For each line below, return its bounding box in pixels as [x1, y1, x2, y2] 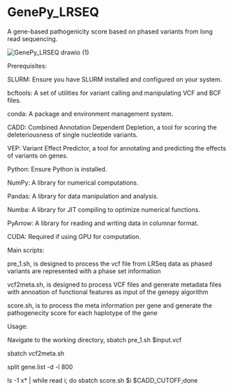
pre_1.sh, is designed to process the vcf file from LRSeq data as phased [7, 259, 213, 268]
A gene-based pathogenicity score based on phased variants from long [7, 27, 213, 36]
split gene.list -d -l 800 [7, 362, 73, 371]
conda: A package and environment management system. [7, 109, 174, 118]
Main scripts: [7, 245, 45, 254]
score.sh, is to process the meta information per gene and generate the [7, 301, 213, 309]
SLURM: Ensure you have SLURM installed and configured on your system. [7, 75, 223, 84]
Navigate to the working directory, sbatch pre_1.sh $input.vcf [7, 335, 182, 344]
